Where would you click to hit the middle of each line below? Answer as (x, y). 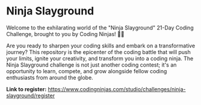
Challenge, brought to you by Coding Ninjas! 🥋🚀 (65, 34)
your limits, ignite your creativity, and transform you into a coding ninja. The (100, 58)
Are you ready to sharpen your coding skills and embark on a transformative (101, 46)
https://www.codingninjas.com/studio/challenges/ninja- (117, 89)
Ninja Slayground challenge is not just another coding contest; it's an (91, 65)
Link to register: (26, 89)
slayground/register (31, 95)
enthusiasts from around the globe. (50, 77)
